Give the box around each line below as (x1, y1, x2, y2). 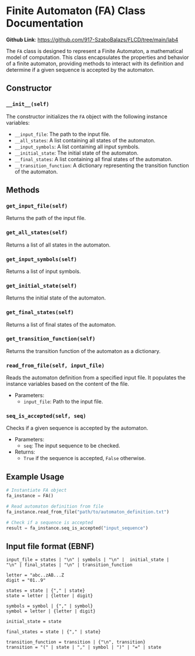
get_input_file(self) (6, 202, 68, 209)
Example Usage (6, 472, 65, 482)
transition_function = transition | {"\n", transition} (6, 640, 146, 645)
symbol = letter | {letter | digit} (6, 608, 96, 614)
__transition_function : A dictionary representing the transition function (14, 162, 189, 169)
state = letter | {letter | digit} (6, 593, 93, 599)
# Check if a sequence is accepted (6, 520, 93, 525)
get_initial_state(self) (6, 282, 78, 289)
